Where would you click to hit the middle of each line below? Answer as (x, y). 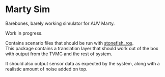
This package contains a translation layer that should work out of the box (82, 48)
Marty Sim (28, 9)
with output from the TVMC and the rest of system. (59, 54)
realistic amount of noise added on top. (46, 69)
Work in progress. (24, 33)
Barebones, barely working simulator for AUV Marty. (60, 23)
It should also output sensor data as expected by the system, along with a (83, 63)
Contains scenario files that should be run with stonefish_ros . (70, 43)
